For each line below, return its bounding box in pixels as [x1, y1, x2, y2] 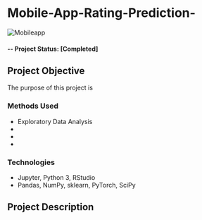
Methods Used [7, 101, 58, 111]
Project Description [7, 201, 94, 213]
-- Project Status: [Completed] [7, 44, 99, 53]
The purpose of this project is [7, 83, 94, 92]
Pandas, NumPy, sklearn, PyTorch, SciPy [17, 181, 136, 189]
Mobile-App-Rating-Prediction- [7, 5, 196, 21]
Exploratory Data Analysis [17, 117, 93, 126]
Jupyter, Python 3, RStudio [17, 173, 96, 181]
